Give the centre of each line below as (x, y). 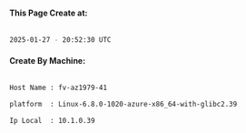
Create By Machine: (48, 60)
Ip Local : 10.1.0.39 (52, 121)
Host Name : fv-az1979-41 (58, 88)
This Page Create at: (49, 13)
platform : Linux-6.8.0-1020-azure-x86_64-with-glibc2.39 (123, 105)
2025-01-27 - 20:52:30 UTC (60, 40)
